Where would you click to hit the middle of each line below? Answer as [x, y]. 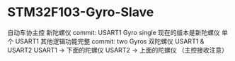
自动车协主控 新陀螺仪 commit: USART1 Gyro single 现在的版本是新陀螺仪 [114, 32]
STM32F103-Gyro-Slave [81, 12]
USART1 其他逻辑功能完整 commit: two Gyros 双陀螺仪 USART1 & [110, 41]
